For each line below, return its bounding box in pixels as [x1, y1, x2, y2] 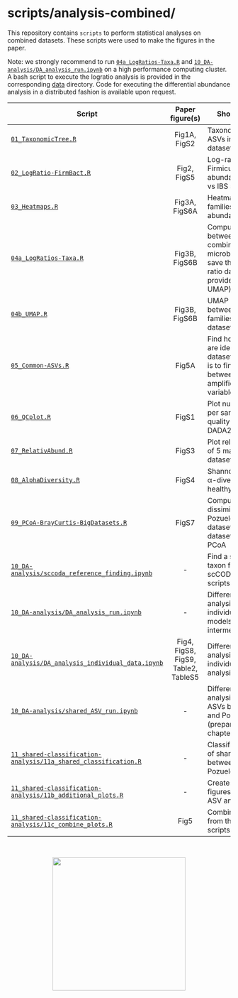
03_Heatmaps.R [11, 202, 59, 210]
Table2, [172, 663, 198, 673]
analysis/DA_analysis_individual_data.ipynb [11, 658, 164, 667]
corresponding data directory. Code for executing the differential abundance [7, 80, 231, 88]
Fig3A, [174, 197, 197, 207]
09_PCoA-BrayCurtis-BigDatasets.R [11, 519, 127, 526]
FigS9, [174, 654, 196, 664]
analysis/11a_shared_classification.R [11, 757, 142, 765]
